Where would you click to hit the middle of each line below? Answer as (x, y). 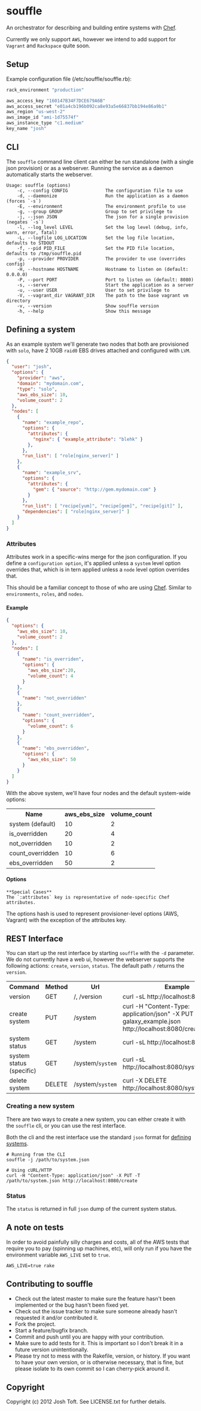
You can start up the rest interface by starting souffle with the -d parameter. (100, 953)
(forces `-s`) (24, 201)
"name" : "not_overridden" (54, 698)
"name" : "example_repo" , (53, 423)
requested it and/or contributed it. (57, 1318)
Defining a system (41, 330)
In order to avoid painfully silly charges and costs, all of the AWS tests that (98, 1242)
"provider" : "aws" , (41, 378)
